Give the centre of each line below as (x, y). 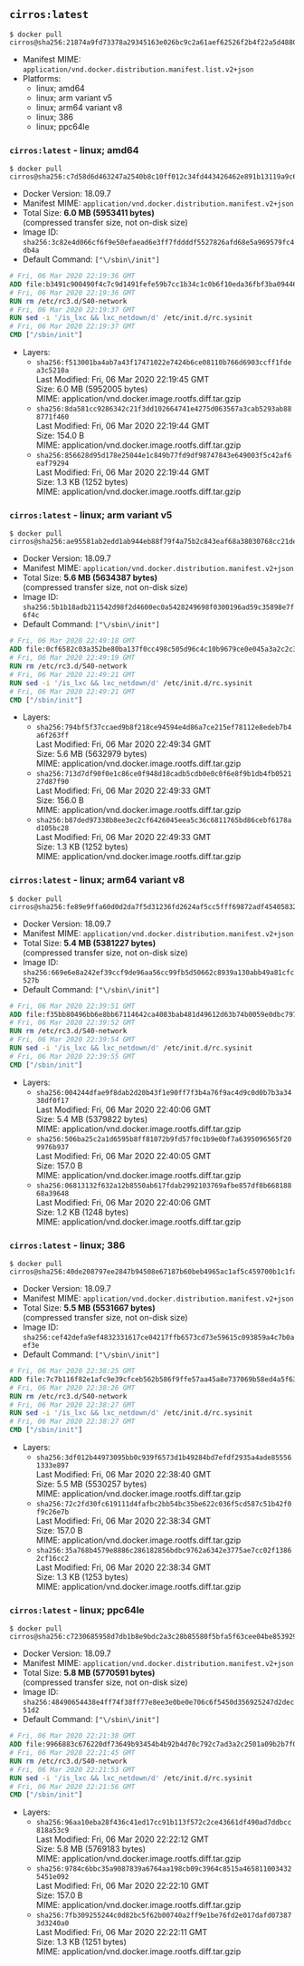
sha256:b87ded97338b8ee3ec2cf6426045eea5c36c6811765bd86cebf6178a (164, 820)
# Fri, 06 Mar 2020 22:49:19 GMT (72, 658)
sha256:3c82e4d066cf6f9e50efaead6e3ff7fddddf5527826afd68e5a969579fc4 (158, 243)
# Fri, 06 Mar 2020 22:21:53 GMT (72, 1769)
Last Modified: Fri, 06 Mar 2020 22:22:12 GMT (123, 1839)
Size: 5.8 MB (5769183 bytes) (91, 1849)
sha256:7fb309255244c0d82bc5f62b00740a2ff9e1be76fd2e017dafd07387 (164, 1916)
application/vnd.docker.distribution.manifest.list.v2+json (138, 69)
